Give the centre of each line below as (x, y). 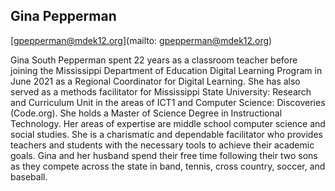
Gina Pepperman (63, 16)
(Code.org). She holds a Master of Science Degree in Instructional (146, 113)
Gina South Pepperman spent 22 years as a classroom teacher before (154, 60)
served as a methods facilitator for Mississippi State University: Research (161, 91)
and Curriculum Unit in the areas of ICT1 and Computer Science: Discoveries (168, 102)
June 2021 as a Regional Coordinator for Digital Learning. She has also (155, 81)
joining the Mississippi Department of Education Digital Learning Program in (166, 70)
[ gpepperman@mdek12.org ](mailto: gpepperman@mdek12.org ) (141, 40)
